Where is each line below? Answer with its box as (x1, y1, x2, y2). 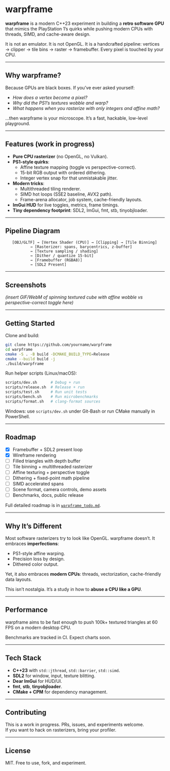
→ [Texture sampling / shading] (30, 249, 99, 254)
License (5, 746, 31, 755)
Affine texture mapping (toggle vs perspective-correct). (20, 164, 137, 170)
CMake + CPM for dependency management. (12, 688, 108, 695)
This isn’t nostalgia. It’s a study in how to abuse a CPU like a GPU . (5, 586, 143, 592)
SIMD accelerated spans (12, 481, 64, 487)
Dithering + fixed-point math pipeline (12, 475, 90, 481)
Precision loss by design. (12, 556, 65, 562)
